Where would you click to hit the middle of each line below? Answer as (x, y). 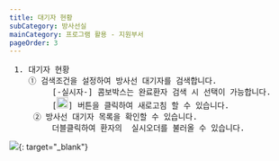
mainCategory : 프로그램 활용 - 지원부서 (76, 34)
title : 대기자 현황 (41, 18)
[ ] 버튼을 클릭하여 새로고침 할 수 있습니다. (140, 106)
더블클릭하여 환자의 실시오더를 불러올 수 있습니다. (148, 128)
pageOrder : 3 (34, 43)
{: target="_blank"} (53, 147)
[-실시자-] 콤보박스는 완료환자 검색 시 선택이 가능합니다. (162, 92)
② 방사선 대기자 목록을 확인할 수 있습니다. (115, 117)
